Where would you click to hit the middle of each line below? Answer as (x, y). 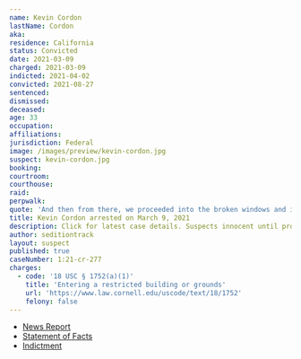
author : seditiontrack (52, 234)
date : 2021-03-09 (42, 59)
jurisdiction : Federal (52, 143)
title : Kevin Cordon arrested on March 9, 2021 (100, 218)
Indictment (42, 346)
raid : (19, 193)
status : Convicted (43, 51)
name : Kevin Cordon (46, 18)
